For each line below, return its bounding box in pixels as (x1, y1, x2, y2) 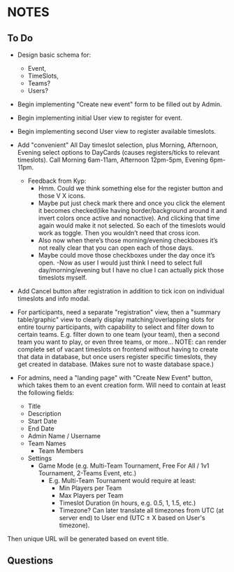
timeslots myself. (38, 274, 87, 281)
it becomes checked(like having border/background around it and (38, 207, 227, 214)
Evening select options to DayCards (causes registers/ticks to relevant (17, 148, 220, 156)
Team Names (27, 439, 66, 447)
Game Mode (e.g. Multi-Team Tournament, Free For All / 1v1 (38, 461, 210, 470)
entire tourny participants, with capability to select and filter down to (17, 323, 214, 331)
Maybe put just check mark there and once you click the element (38, 199, 226, 207)
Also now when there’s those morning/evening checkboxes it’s (38, 236, 218, 244)
